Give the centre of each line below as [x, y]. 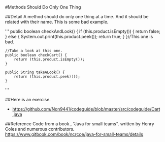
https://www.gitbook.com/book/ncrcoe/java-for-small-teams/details [74, 134]
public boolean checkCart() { [36, 55]
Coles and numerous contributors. [40, 129]
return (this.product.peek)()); [47, 77]
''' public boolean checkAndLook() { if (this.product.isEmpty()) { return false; [83, 31]
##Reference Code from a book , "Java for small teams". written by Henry [80, 124]
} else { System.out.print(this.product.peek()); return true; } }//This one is [79, 37]
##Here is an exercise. [28, 99]
